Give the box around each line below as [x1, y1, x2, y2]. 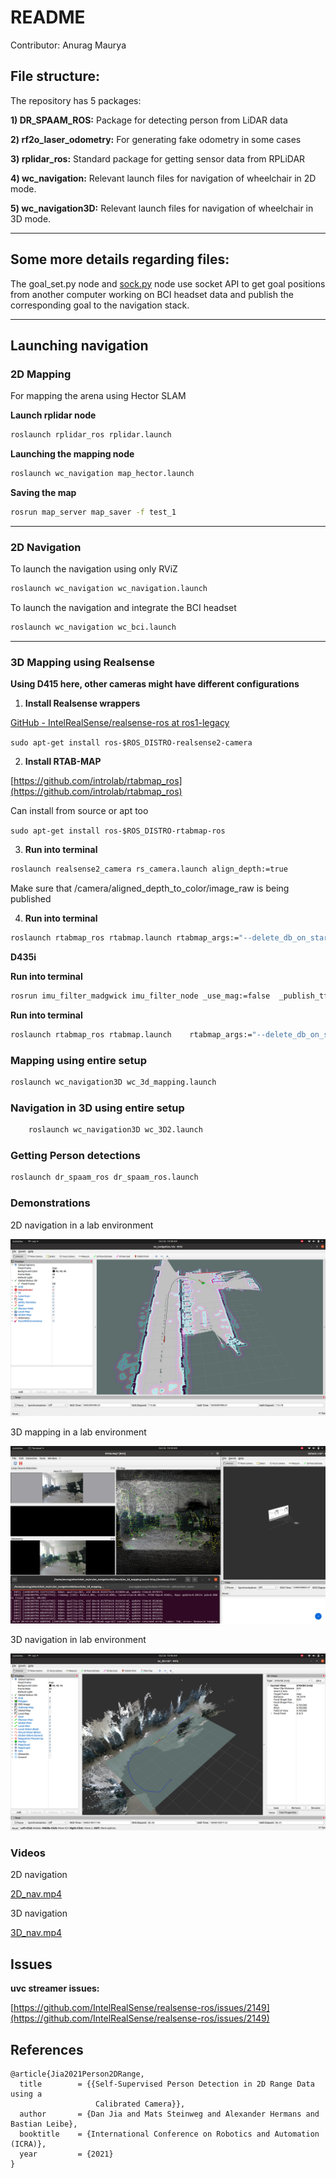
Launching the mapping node [10, 448, 135, 460]
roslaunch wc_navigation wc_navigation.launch [10, 584, 208, 594]
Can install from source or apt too [10, 805, 149, 817]
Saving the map [10, 487, 77, 498]
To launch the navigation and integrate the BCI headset [10, 602, 237, 614]
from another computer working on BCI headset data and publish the [10, 288, 294, 300]
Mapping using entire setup [10, 1053, 147, 1067]
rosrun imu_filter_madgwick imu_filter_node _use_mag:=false [10, 991, 271, 1001]
